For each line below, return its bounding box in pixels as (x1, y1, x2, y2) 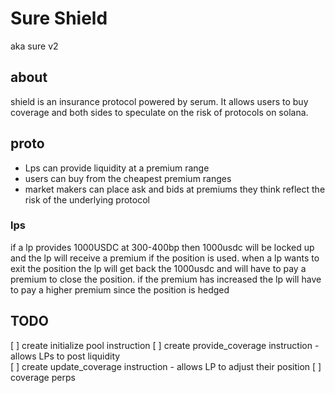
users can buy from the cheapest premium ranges (24, 172, 232, 184)
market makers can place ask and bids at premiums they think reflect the (24, 183, 326, 195)
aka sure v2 (10, 40, 59, 52)
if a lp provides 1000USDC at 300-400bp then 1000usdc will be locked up (10, 241, 315, 253)
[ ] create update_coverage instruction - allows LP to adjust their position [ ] (10, 360, 322, 372)
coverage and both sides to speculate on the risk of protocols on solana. (10, 106, 309, 118)
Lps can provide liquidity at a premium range (24, 162, 210, 174)
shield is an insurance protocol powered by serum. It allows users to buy (10, 95, 309, 107)
